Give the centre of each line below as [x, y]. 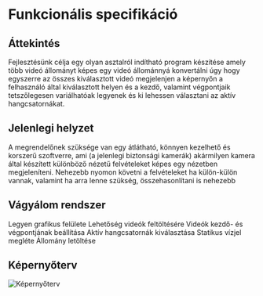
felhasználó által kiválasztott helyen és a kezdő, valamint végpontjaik [119, 87]
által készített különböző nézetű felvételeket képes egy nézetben [113, 164]
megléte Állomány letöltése [52, 240]
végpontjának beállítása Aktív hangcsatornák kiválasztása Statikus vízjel [125, 232]
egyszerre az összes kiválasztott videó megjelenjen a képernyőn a [116, 79]
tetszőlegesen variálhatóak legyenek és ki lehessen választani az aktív [122, 95]
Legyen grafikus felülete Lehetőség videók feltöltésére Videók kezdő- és [126, 224]
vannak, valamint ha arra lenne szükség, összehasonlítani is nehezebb [122, 180]
